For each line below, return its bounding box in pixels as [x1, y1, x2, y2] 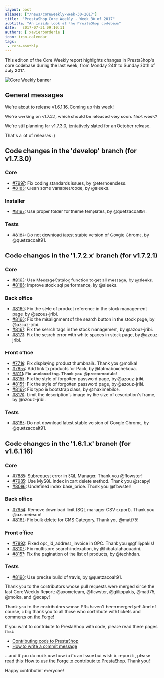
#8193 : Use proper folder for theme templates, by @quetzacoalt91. [12, 209, 147, 214]
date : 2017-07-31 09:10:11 [5, 25, 65, 30]
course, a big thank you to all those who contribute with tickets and [5, 608, 141, 614]
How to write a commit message [12, 643, 77, 649]
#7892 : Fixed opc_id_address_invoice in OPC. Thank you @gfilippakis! [12, 540, 154, 546]
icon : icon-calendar [5, 35, 47, 40]
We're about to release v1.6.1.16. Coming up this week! [5, 104, 114, 110]
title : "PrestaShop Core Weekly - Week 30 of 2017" [5, 16, 115, 21]
